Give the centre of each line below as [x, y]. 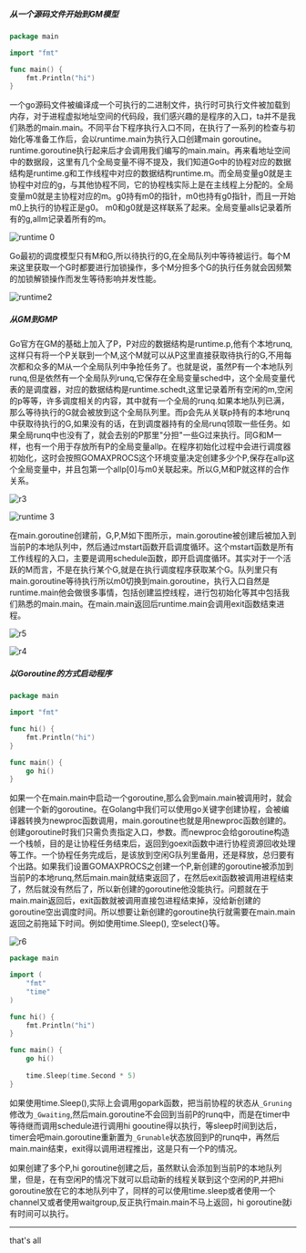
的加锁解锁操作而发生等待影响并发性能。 [85, 279]
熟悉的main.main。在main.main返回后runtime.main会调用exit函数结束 [147, 604]
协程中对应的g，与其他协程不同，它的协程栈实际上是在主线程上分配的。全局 [152, 185]
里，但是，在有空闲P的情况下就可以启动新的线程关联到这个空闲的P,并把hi [147, 1179]
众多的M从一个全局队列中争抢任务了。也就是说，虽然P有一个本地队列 [163, 367]
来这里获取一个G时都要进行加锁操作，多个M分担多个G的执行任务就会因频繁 [151, 267]
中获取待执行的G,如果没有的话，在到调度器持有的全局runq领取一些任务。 [146, 423]
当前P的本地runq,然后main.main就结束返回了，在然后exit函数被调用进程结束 [152, 878]
